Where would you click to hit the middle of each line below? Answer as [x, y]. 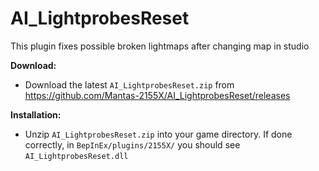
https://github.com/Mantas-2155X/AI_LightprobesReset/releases [157, 95]
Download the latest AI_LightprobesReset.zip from [129, 84]
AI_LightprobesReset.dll [76, 156]
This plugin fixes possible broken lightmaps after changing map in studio [160, 46]
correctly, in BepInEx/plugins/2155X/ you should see [132, 144]
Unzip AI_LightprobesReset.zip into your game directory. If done [158, 134]
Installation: [36, 114]
